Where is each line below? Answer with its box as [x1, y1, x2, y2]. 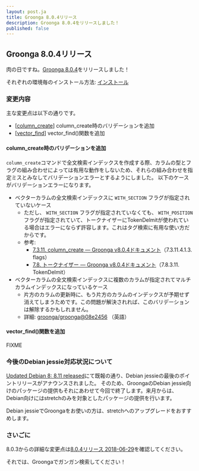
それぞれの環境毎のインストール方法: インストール [6, 79, 129, 86]
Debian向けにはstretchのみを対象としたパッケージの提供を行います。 [6, 395, 175, 402]
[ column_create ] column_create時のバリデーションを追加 [14, 122, 154, 129]
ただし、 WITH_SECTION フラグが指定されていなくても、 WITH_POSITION [23, 209, 193, 216]
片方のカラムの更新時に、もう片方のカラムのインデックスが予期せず [23, 290, 190, 298]
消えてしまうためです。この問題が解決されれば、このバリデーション [23, 298, 190, 305]
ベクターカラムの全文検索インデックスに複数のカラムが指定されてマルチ [14, 275, 191, 283]
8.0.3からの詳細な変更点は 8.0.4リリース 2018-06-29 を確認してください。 [6, 445, 186, 453]
